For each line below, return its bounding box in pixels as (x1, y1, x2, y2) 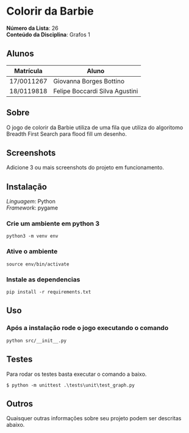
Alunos (6, 49, 35, 59)
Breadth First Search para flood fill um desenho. (6, 130, 127, 138)
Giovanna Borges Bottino (53, 77, 125, 85)
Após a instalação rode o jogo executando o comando (6, 324, 169, 333)
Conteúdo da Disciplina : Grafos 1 (6, 30, 90, 38)
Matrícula (14, 66, 43, 75)
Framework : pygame (6, 204, 59, 211)
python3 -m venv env (6, 233, 59, 239)
